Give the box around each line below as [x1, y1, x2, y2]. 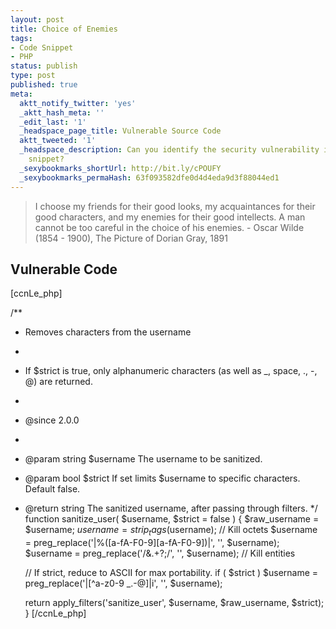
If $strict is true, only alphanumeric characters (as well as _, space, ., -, [24, 365, 318, 377]
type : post [10, 71, 56, 81]
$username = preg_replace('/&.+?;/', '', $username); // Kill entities [24, 547, 296, 560]
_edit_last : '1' [19, 117, 87, 127]
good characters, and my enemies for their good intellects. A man [34, 211, 306, 223]
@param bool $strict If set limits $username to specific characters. [24, 472, 301, 485]
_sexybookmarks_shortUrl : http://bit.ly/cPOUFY [19, 163, 222, 173]
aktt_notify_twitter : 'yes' [19, 98, 137, 108]
